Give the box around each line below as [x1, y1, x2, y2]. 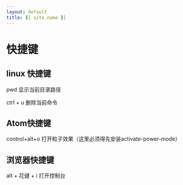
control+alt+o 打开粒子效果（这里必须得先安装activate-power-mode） [6, 135, 181, 143]
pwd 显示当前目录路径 [6, 86, 62, 93]
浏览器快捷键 [6, 155, 55, 165]
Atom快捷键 [6, 118, 52, 128]
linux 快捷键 [6, 69, 52, 79]
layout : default [6, 8, 47, 15]
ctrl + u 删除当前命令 [6, 98, 58, 106]
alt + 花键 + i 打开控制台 [6, 172, 65, 180]
